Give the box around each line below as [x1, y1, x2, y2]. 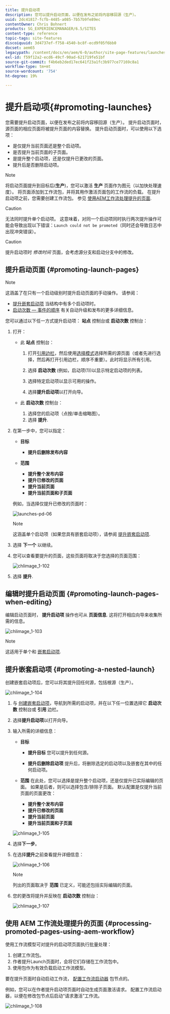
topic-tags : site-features [5, 36, 62, 41]
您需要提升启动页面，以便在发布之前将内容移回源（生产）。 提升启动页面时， [5, 119, 164, 125]
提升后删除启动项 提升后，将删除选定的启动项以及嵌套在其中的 [27, 760, 158, 767]
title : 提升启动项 [5, 7, 40, 13]
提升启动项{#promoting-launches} [5, 102, 152, 113]
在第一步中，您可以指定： [12, 427, 66, 433]
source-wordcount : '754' [5, 69, 58, 74]
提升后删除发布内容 [27, 449, 68, 455]
